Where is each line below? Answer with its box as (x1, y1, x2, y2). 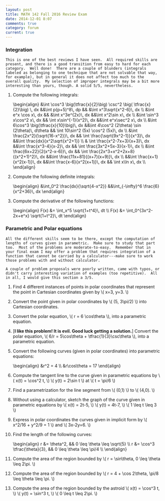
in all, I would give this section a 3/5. (5, 275, 94, 280)
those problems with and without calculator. (5, 258, 100, 263)
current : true (5, 30, 35, 35)
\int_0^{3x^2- (126, 208, 153, 214)
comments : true (5, 21, 37, 26)
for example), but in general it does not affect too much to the (5, 75, 144, 80)
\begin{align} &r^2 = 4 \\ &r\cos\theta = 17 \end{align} (12, 363, 121, 369)
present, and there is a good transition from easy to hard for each (5, 62, 151, 67)
